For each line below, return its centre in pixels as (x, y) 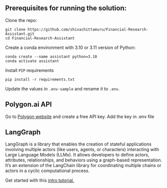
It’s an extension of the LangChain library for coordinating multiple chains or (83, 165)
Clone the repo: (21, 20)
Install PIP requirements (29, 70)
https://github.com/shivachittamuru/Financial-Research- (88, 29)
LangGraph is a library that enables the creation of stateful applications (78, 144)
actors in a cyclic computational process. (47, 171)
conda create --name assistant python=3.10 (51, 56)
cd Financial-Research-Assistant (40, 38)
